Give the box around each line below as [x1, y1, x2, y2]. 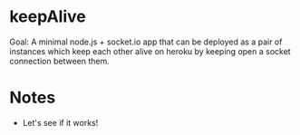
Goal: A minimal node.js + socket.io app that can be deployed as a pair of [9, 36, 283, 47]
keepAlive [9, 6, 86, 27]
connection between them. [9, 55, 111, 66]
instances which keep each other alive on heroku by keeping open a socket [9, 45, 292, 56]
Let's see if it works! [22, 117, 99, 128]
